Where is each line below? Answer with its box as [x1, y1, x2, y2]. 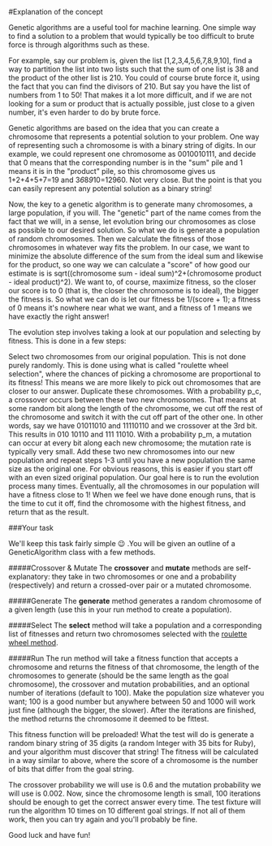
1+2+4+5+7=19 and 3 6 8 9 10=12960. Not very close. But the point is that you [8, 175, 262, 184]
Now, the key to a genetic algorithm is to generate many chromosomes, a [8, 199, 253, 209]
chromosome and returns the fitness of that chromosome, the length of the [8, 662, 260, 671]
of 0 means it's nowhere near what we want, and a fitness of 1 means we [8, 303, 253, 312]
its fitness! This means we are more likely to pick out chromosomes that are [8, 378, 261, 387]
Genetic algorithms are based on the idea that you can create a [8, 124, 219, 132]
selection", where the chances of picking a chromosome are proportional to [8, 369, 261, 379]
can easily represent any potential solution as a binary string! [8, 184, 213, 193]
